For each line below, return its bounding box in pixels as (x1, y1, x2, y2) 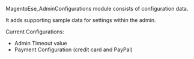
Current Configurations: (5, 28, 64, 35)
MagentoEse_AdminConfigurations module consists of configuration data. (5, 5, 189, 12)
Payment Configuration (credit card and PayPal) (14, 46, 133, 53)
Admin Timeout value (14, 40, 67, 46)
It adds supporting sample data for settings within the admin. (5, 17, 157, 23)
